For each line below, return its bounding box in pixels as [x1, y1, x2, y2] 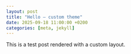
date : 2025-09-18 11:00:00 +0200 [6, 19, 88, 25]
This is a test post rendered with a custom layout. [6, 41, 125, 48]
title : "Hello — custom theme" [6, 14, 83, 20]
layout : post [6, 8, 38, 15]
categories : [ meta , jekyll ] [6, 25, 75, 31]
